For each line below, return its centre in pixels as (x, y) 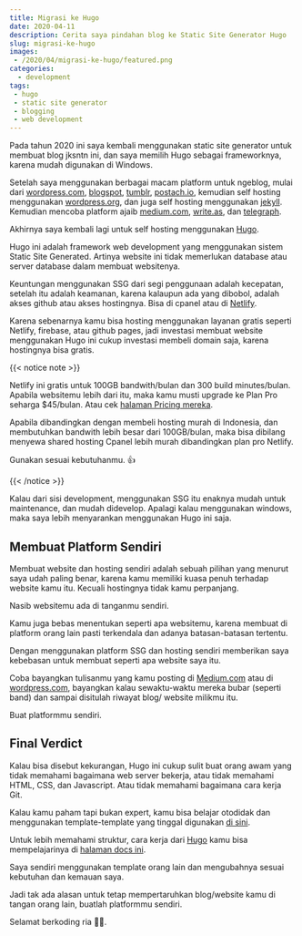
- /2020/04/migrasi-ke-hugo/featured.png (93, 60)
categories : (32, 69)
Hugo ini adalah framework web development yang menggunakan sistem (146, 247)
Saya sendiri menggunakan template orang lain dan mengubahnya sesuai (147, 867)
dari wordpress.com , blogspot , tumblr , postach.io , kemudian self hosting (145, 192)
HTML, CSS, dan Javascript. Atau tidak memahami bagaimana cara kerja (146, 785)
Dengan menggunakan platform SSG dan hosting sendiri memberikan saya (149, 650)
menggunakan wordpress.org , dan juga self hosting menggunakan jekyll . (146, 202)
